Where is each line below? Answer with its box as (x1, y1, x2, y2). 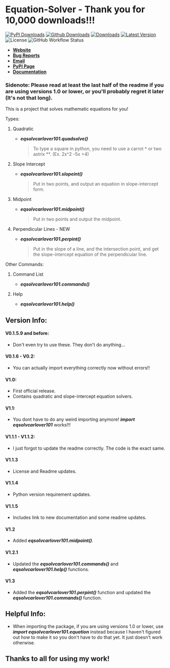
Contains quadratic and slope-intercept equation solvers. (12, 393, 133, 399)
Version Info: (5, 316, 47, 325)
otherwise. (12, 639, 36, 645)
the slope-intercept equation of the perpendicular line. (33, 251, 148, 257)
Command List (12, 271, 43, 277)
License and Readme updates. (12, 468, 77, 474)
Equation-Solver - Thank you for (5, 4, 145, 15)
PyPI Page (12, 63, 35, 69)
